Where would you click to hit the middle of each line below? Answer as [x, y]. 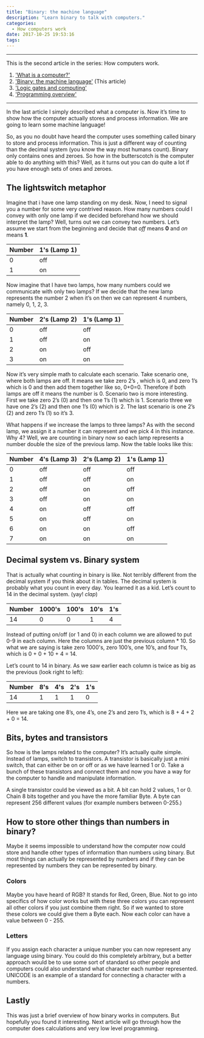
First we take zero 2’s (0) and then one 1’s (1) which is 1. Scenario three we [99, 400]
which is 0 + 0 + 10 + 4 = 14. [42, 653]
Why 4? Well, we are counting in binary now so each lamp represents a [95, 438]
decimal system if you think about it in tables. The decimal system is [92, 581]
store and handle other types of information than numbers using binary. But [101, 853]
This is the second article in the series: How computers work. [83, 63]
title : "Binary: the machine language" [57, 12]
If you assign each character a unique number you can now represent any [99, 949]
